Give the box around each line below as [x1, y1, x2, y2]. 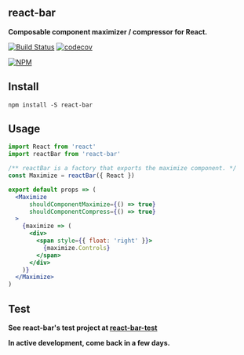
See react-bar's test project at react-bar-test [8, 323, 158, 332]
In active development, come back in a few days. [8, 339, 170, 347]
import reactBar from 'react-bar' [8, 150, 122, 158]
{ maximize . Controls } [42, 244, 111, 252]
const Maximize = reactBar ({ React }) [8, 172, 135, 179]
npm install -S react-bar [8, 101, 93, 109]
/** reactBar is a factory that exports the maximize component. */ [8, 165, 237, 172]
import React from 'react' [8, 143, 97, 151]
